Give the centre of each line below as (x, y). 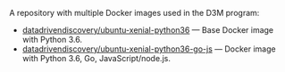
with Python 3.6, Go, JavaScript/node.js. (96, 58)
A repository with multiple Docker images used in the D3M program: (134, 13)
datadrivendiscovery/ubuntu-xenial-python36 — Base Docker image (148, 30)
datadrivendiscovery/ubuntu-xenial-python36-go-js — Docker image (149, 49)
